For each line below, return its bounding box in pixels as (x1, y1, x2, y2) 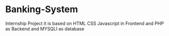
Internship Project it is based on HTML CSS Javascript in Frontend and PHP (5, 20, 164, 26)
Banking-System (5, 4, 78, 15)
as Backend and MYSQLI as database (5, 25, 84, 31)
